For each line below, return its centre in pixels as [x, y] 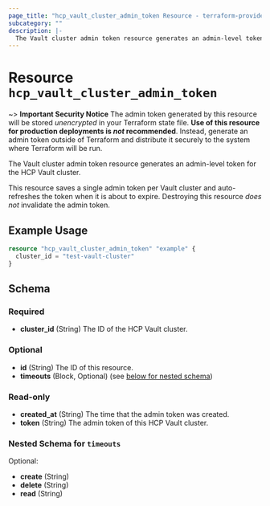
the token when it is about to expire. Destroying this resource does [151, 197]
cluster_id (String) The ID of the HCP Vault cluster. [104, 329]
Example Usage [48, 230]
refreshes [24, 197]
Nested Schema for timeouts [65, 443]
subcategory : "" [35, 23]
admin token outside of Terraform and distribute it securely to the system [129, 140]
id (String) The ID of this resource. [77, 367]
